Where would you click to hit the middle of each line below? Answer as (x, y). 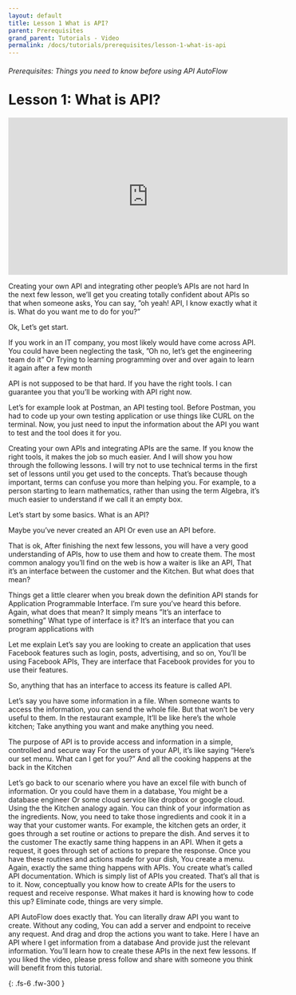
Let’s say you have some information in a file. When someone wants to (124, 701)
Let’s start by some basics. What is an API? (79, 515)
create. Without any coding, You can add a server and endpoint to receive (130, 926)
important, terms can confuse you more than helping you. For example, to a (132, 482)
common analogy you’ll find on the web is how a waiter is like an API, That (130, 563)
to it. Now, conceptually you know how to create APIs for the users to (122, 885)
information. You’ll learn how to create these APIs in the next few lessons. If (132, 951)
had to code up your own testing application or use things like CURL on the (131, 416)
